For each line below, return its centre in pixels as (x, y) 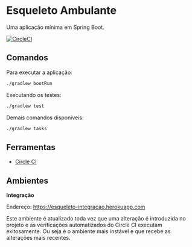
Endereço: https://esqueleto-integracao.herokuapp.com (76, 207)
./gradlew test (25, 106)
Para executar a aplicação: (39, 72)
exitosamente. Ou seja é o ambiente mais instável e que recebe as (88, 231)
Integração (20, 195)
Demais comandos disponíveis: (45, 117)
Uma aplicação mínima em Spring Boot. (55, 27)
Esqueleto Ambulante (61, 11)
